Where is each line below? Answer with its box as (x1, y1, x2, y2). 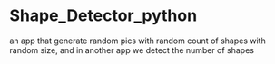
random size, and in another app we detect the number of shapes (9, 44, 254, 55)
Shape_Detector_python (9, 5, 198, 26)
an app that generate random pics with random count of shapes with (9, 35, 266, 46)
